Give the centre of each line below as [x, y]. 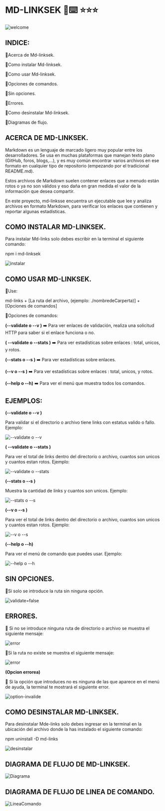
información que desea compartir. [40, 191]
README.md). [20, 171]
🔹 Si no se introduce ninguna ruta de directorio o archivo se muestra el [78, 628]
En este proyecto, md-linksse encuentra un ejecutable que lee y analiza [78, 201]
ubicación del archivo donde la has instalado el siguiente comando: [74, 730]
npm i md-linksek [23, 254]
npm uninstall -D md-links [32, 739]
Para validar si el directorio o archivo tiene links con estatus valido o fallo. [80, 422]
